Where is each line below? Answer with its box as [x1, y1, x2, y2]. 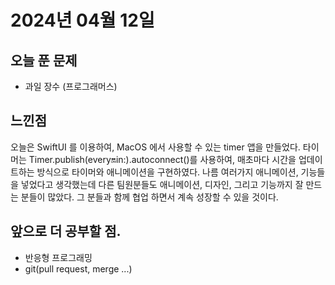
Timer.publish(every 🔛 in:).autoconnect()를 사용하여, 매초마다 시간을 [28, 153, 297, 165]
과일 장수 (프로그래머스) [24, 81, 118, 92]
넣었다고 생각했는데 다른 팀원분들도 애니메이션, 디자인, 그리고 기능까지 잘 [20, 178, 304, 190]
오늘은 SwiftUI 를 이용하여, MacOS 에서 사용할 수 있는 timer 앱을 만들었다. [10, 141, 301, 153]
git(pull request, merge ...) [24, 262, 133, 275]
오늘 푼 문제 [10, 52, 78, 69]
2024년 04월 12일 [10, 9, 155, 32]
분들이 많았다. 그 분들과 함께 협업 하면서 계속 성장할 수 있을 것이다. [20, 191, 279, 203]
